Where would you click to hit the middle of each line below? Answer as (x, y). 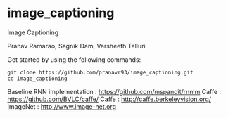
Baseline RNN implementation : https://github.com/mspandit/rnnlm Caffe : (114, 91)
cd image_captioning (38, 79)
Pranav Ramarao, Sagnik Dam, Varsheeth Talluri (76, 46)
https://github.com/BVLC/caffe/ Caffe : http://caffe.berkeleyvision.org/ (109, 99)
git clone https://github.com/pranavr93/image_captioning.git (100, 72)
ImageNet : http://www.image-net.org (62, 106)
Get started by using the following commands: (74, 59)
